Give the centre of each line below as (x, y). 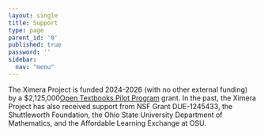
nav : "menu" (35, 67)
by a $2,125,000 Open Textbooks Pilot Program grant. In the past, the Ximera (132, 98)
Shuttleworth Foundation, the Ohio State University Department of (115, 115)
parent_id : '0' (33, 38)
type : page (26, 30)
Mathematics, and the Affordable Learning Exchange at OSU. (107, 123)
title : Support (33, 23)
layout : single (33, 15)
